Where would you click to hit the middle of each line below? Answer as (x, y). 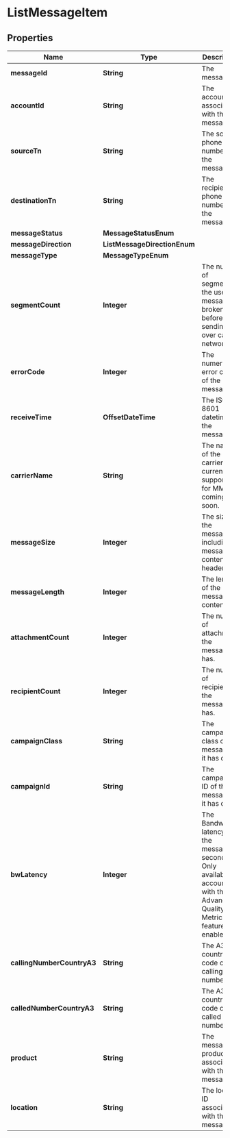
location (24, 1108)
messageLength (38, 592)
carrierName (32, 475)
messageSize (33, 542)
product (24, 1058)
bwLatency (29, 875)
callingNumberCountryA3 (53, 963)
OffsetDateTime (129, 417)
